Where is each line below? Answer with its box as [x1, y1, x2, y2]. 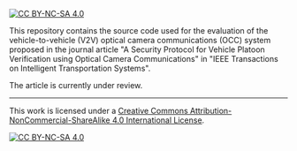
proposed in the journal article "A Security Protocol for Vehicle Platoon [9, 44, 265, 55]
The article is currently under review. [9, 80, 143, 90]
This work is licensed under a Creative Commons [9, 106, 188, 116]
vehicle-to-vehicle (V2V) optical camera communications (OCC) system [9, 35, 271, 45]
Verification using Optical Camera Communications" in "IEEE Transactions [9, 54, 278, 64]
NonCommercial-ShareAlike [9, 115, 110, 125]
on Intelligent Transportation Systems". [9, 63, 151, 73]
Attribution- [189, 106, 232, 116]
